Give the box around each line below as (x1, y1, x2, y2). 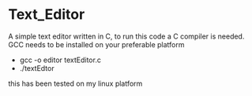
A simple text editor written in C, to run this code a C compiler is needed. (8, 31, 245, 41)
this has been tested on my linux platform (8, 79, 143, 88)
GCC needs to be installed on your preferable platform (8, 39, 185, 49)
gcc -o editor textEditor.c (19, 55, 101, 65)
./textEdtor (19, 63, 55, 72)
